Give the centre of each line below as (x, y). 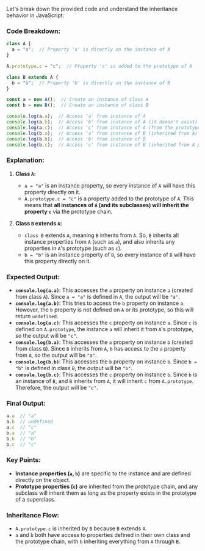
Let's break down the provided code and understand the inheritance (92, 9)
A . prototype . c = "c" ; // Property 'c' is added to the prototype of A (99, 66)
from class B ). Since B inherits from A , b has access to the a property (100, 349)
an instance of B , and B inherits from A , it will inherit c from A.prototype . (104, 381)
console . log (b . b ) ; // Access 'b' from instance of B (76, 139)
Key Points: (23, 460)
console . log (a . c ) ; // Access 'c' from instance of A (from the (90, 128)
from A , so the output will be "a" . (56, 355)
